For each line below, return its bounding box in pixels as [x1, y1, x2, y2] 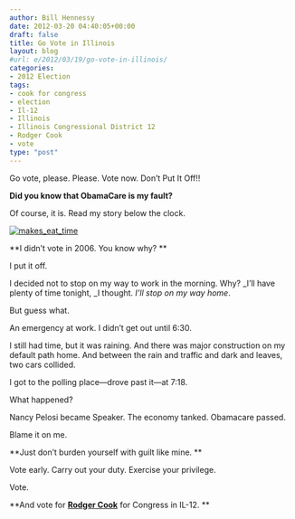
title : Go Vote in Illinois [9, 38, 116, 48]
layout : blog [9, 47, 59, 56]
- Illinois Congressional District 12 [9, 123, 156, 132]
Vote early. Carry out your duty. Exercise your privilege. [9, 464, 216, 475]
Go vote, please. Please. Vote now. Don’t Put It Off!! [9, 173, 201, 184]
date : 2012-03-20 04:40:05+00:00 [9, 22, 136, 31]
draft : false [9, 30, 59, 39]
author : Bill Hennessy [9, 13, 95, 23]
